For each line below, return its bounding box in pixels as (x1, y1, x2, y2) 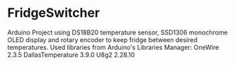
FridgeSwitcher (7, 5, 101, 21)
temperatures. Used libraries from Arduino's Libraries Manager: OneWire (7, 43, 219, 51)
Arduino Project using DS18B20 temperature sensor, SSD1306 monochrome (7, 28, 228, 37)
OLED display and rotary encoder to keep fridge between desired (7, 35, 198, 44)
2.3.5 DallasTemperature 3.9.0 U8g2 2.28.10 (7, 51, 135, 59)
